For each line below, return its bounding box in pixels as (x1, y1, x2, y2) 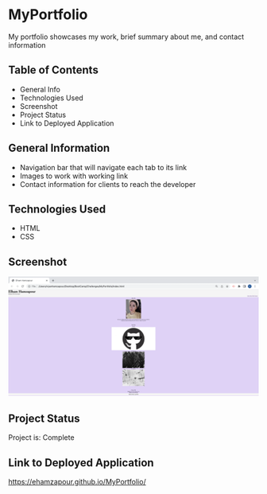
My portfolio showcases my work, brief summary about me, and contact (8, 32, 245, 41)
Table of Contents (8, 64, 99, 77)
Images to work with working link (19, 171, 129, 181)
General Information (8, 142, 110, 155)
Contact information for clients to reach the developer (19, 179, 196, 189)
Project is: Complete (8, 433, 75, 442)
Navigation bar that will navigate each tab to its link (19, 162, 188, 172)
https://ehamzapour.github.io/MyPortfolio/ (8, 477, 146, 486)
